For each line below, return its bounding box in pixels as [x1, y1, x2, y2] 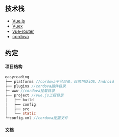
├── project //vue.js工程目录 [5, 92, 64, 98]
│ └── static [5, 111, 36, 116]
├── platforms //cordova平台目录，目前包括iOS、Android [5, 79, 114, 84]
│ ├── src [5, 107, 29, 112]
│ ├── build [5, 97, 34, 102]
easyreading [5, 75, 29, 80]
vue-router [12, 28, 34, 34]
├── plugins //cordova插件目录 [5, 84, 66, 89]
